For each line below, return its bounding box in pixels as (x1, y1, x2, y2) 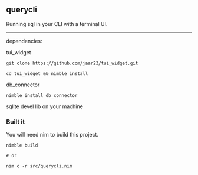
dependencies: (6, 37, 42, 44)
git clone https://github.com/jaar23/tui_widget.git (6, 60, 138, 66)
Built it (6, 118, 25, 126)
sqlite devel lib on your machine (6, 103, 84, 110)
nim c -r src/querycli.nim (6, 163, 72, 169)
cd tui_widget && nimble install (6, 70, 88, 76)
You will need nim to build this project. (6, 131, 99, 138)
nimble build (6, 142, 38, 148)
